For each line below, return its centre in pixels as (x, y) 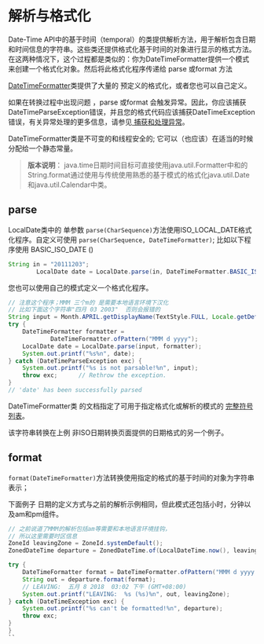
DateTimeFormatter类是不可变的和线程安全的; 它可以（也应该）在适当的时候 (131, 138)
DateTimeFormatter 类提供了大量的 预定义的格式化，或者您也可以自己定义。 (130, 85)
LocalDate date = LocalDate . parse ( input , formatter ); (112, 346)
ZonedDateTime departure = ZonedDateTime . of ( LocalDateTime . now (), (119, 551)
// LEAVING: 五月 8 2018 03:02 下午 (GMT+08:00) (104, 587)
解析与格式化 (50, 16)
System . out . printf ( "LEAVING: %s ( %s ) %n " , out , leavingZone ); (126, 594)
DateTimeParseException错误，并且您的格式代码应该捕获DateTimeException (132, 112)
